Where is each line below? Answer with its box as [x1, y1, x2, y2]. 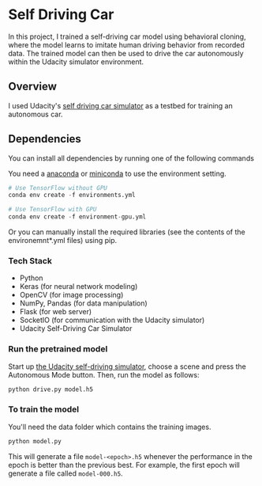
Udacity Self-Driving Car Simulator [19, 324, 133, 333]
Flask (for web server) [19, 307, 92, 317]
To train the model [8, 404, 80, 415]
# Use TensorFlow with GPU [8, 206, 97, 214]
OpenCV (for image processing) [19, 290, 124, 300]
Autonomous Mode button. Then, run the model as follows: [8, 370, 200, 379]
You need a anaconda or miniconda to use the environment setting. [8, 169, 226, 178]
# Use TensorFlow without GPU [8, 184, 108, 192]
